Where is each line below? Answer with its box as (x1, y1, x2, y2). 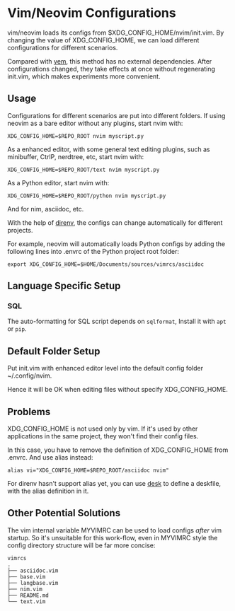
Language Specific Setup (7, 280, 121, 292)
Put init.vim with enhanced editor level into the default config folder (7, 364, 204, 373)
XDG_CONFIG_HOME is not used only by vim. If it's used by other (7, 424, 198, 433)
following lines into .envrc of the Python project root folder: (7, 247, 179, 255)
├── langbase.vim (7, 579, 59, 586)
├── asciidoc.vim (7, 567, 59, 574)
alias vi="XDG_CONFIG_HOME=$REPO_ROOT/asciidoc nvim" (7, 467, 170, 475)
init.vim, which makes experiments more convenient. (7, 72, 161, 81)
